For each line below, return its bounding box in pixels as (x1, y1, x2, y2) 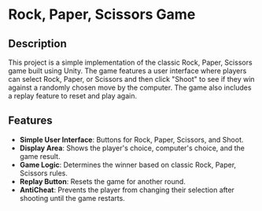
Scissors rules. (19, 168, 68, 178)
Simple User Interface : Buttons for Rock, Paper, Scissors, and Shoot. (19, 135, 244, 144)
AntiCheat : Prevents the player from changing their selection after (19, 185, 234, 194)
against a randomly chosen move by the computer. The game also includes (8, 83, 252, 92)
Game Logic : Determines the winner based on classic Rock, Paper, (19, 160, 237, 169)
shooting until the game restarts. (19, 193, 126, 202)
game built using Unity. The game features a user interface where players (8, 66, 247, 76)
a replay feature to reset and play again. (8, 91, 138, 100)
